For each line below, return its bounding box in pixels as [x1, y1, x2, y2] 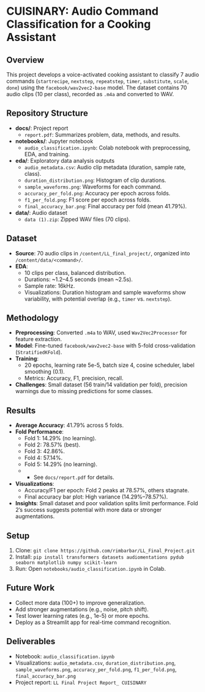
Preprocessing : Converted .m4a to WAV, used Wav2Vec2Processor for [15, 329, 187, 336]
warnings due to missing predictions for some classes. [15, 388, 153, 395]
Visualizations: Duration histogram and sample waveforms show [24, 288, 187, 296]
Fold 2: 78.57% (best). [24, 441, 81, 448]
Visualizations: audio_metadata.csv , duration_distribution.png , [15, 659, 176, 666]
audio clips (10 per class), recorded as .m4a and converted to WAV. [6, 91, 174, 97]
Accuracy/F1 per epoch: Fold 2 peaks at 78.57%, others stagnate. [24, 487, 190, 494]
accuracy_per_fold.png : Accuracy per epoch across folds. [24, 189, 171, 197]
